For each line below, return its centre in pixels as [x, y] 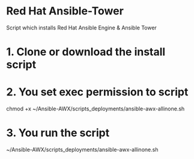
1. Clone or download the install [86, 52]
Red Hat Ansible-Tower [65, 11]
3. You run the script [58, 133]
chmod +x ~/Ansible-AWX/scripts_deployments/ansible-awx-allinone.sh [95, 109]
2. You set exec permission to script [97, 92]
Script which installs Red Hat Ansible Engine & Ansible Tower [82, 28]
